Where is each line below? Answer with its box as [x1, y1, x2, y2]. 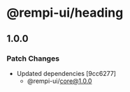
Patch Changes [6, 54, 60, 63]
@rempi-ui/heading [6, 5, 124, 21]
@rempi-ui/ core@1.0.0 [27, 77, 92, 85]
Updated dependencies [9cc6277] [16, 69, 117, 77]
